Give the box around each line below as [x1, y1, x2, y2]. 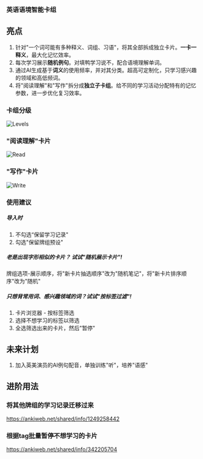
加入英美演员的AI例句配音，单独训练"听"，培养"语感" [15, 361, 148, 369]
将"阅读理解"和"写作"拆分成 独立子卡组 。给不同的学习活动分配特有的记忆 [15, 81, 196, 89]
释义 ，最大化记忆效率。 [15, 51, 74, 59]
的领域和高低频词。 [15, 74, 64, 81]
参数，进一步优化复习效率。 [15, 89, 85, 96]
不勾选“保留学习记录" [15, 231, 69, 238]
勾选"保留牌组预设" [15, 238, 63, 245]
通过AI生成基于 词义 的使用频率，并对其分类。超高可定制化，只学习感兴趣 [15, 66, 197, 74]
